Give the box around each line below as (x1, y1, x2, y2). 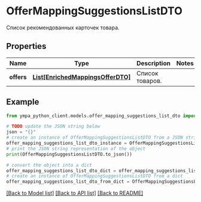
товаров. (136, 76, 163, 85)
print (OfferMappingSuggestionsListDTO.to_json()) (6, 151, 133, 157)
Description (136, 59, 170, 67)
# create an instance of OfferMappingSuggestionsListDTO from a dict (6, 173, 184, 179)
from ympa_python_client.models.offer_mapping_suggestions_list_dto (6, 112, 181, 119)
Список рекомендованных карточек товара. (6, 24, 120, 31)
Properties (6, 41, 47, 51)
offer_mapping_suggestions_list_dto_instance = (6, 140, 127, 146)
